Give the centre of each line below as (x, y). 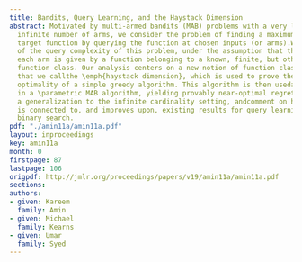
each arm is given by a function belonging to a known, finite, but (148, 59)
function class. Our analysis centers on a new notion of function (147, 68)
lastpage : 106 (36, 168)
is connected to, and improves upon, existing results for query (142, 110)
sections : (28, 185)
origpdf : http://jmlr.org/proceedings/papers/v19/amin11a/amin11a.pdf (144, 176)
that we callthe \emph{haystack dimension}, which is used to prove (148, 77)
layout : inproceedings (52, 135)
